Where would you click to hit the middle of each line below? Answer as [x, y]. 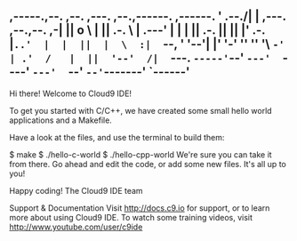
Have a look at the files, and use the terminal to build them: [117, 137]
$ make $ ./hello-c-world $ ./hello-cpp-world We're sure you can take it [141, 154]
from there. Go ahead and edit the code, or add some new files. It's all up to [148, 164]
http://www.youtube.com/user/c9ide [76, 227]
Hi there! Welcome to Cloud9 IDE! [70, 93]
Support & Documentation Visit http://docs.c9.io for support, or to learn [140, 208]
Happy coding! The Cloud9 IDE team [76, 190]
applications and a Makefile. [61, 120]
